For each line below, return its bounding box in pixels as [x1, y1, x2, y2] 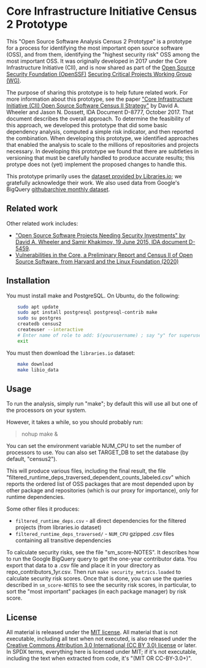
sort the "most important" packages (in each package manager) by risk [6, 588, 187, 595]
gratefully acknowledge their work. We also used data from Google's [6, 179, 180, 186]
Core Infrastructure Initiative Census [6, 4, 197, 18]
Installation [6, 275, 50, 286]
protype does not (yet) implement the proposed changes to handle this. [6, 160, 187, 168]
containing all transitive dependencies [15, 536, 112, 544]
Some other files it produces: [6, 505, 80, 513]
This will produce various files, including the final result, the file [6, 467, 166, 474]
